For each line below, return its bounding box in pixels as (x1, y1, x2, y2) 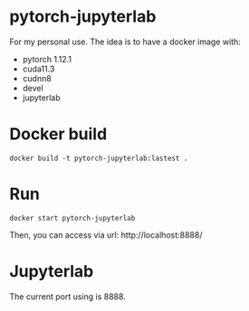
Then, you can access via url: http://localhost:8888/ (9, 229, 203, 240)
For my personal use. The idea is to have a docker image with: (9, 36, 242, 47)
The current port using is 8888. (9, 291, 127, 302)
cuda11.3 (22, 63, 55, 74)
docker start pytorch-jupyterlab (9, 213, 136, 222)
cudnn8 (22, 72, 52, 83)
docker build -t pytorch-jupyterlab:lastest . (9, 154, 188, 163)
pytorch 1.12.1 (22, 53, 72, 64)
